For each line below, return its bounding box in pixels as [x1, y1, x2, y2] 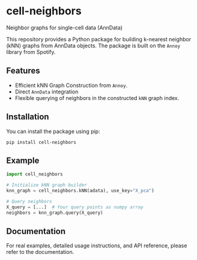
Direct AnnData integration [14, 88, 79, 95]
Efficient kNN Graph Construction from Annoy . [14, 81, 128, 89]
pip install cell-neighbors [6, 139, 77, 145]
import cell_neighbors [6, 171, 63, 177]
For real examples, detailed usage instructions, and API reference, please [6, 242, 187, 249]
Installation [6, 112, 49, 122]
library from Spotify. [6, 48, 56, 55]
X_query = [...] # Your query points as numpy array [6, 204, 144, 210]
